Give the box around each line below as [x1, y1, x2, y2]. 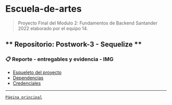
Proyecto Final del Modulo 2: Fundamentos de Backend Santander [17, 20, 158, 26]
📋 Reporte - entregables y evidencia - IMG [5, 56, 114, 63]
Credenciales [12, 80, 41, 86]
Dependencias [12, 74, 44, 81]
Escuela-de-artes [5, 3, 82, 15]
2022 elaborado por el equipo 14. [17, 25, 88, 31]
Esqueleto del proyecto [12, 69, 62, 75]
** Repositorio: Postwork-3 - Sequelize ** [5, 40, 142, 49]
